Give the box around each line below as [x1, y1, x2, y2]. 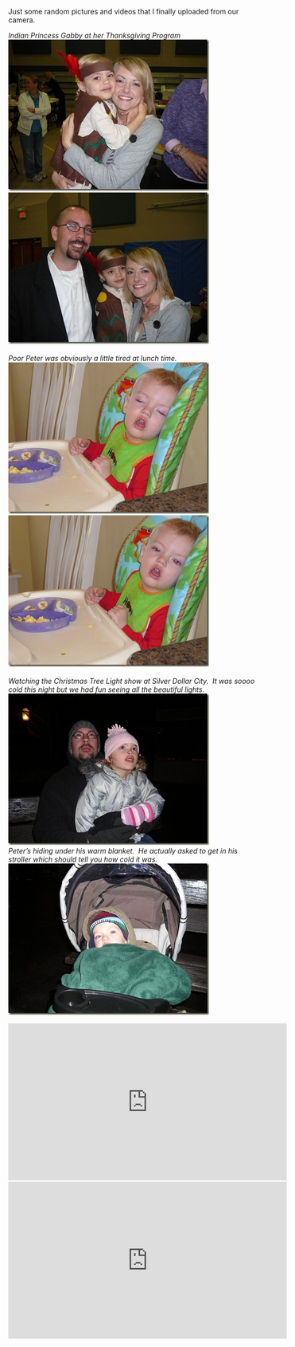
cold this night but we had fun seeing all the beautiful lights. [8, 685, 205, 694]
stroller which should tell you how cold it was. [8, 854, 157, 864]
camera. [8, 15, 36, 25]
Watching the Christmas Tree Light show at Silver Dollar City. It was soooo [8, 677, 255, 685]
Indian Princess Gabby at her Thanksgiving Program [8, 31, 181, 40]
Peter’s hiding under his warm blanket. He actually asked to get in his [8, 846, 239, 855]
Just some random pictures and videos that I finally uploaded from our [8, 7, 239, 16]
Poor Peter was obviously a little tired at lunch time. [8, 354, 177, 363]
